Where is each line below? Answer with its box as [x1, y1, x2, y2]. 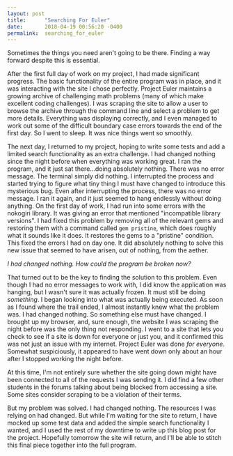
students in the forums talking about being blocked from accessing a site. [7, 383, 218, 391]
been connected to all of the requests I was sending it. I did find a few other [7, 376, 224, 384]
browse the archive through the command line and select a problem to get [7, 107, 220, 115]
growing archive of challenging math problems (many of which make [7, 92, 204, 100]
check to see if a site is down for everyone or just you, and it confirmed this [7, 333, 224, 341]
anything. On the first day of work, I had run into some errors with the [7, 202, 207, 210]
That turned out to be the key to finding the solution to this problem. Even [7, 273, 218, 282]
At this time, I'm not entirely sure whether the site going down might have [7, 368, 217, 377]
